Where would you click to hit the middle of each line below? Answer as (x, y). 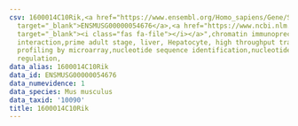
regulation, (39, 59)
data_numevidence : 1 (47, 83)
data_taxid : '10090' (47, 100)
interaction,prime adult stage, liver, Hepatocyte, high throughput (146, 42)
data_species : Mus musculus (61, 91)
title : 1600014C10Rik (49, 108)
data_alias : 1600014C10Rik (59, 67)
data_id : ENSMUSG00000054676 (63, 75)
